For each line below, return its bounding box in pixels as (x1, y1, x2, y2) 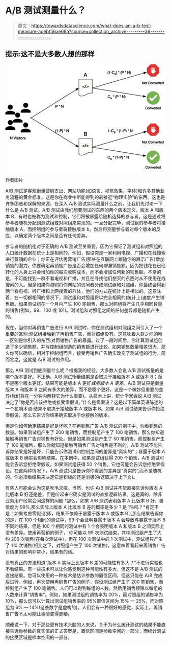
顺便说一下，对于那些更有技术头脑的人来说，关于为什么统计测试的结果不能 (5, 621, 161, 628)
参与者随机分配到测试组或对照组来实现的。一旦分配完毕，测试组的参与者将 (5, 220, 161, 226)
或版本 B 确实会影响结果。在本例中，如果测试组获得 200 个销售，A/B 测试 (5, 455, 160, 461)
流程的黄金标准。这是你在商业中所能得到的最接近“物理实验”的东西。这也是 (9, 194, 165, 200)
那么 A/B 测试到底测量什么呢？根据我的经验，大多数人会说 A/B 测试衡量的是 (5, 367, 164, 374)
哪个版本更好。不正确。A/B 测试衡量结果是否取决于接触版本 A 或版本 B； (5, 374, 158, 380)
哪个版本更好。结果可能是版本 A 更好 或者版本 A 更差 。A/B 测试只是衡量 (14, 380, 164, 386)
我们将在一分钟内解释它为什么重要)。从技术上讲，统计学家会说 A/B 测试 (11, 393, 162, 399)
